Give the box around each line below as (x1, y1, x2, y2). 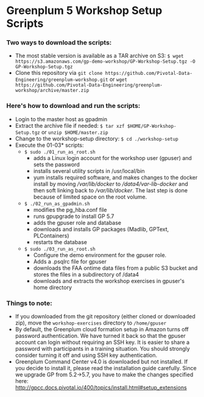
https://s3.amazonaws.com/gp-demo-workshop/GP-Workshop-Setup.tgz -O (15, 58, 196, 65)
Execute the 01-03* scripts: (15, 141, 84, 149)
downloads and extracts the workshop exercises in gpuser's (33, 277, 185, 284)
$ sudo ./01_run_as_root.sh (24, 149, 96, 155)
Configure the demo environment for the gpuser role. (33, 251, 167, 259)
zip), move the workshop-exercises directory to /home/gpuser (15, 319, 167, 326)
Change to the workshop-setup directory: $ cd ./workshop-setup (15, 135, 178, 142)
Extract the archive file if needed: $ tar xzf (15, 122, 125, 129)
